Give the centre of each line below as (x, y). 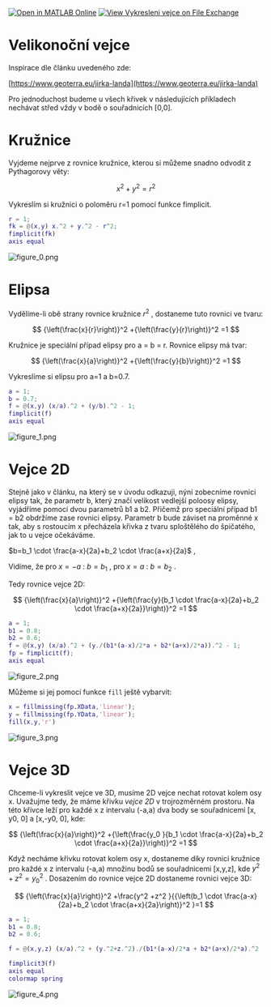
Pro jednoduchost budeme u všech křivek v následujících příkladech (122, 99)
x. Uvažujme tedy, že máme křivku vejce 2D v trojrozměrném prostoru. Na (131, 801)
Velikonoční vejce (70, 45)
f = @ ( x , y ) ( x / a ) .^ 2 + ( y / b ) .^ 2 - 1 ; (72, 406)
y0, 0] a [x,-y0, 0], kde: (47, 818)
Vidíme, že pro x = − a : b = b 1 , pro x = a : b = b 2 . (92, 567)
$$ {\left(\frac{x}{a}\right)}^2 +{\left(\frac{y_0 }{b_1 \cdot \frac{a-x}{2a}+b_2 (136, 834)
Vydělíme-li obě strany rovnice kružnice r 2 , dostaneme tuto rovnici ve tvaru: (136, 313)
